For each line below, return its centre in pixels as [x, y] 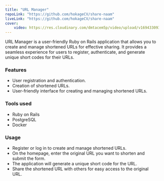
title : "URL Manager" [27, 10]
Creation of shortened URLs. [41, 86]
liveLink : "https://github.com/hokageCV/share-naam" [60, 19]
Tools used [18, 104]
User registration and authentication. [49, 81]
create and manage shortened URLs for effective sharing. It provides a [76, 47]
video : [20, 28]
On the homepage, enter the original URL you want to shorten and [78, 153]
